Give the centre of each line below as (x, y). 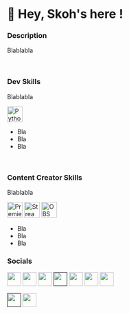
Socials (20, 261)
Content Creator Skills (45, 177)
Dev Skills (24, 82)
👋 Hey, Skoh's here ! (65, 14)
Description (27, 36)
